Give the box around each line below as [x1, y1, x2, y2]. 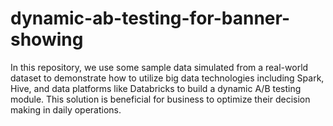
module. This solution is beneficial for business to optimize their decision [10, 93, 311, 105]
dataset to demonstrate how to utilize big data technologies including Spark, [10, 72, 325, 84]
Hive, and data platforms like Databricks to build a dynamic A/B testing [10, 82, 302, 94]
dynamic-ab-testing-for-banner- [10, 7, 290, 30]
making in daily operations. [10, 103, 122, 116]
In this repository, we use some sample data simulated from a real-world [10, 61, 309, 73]
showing [10, 28, 84, 51]
